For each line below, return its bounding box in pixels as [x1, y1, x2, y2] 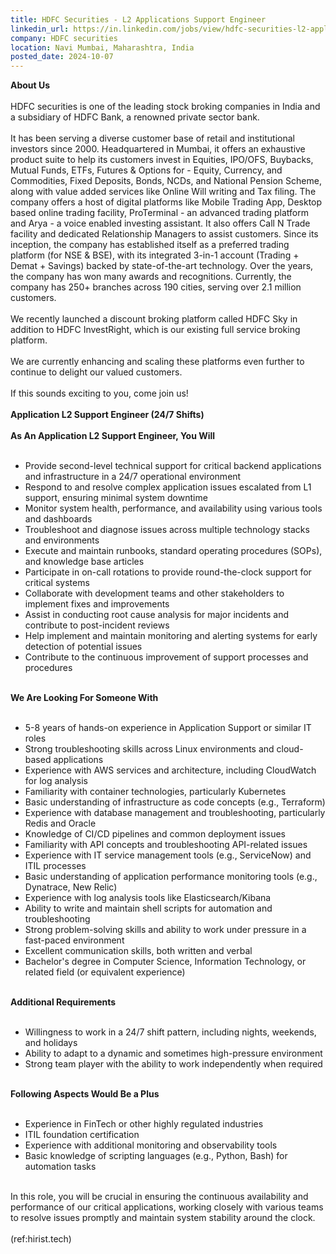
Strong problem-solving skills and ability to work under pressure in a [24, 924, 307, 936]
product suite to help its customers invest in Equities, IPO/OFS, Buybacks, [10, 154, 314, 166]
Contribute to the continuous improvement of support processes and [24, 651, 309, 663]
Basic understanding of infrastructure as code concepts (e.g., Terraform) [24, 796, 326, 808]
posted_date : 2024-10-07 [10, 52, 114, 62]
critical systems [24, 577, 90, 589]
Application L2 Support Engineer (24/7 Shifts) [10, 409, 205, 421]
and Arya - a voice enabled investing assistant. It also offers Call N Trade [10, 217, 311, 230]
